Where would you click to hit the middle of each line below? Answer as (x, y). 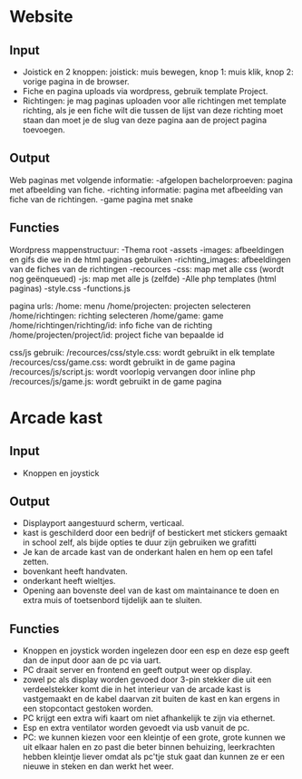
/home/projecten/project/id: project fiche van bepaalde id (117, 335)
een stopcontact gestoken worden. (88, 708)
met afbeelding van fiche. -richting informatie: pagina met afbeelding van (146, 190)
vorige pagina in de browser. (76, 82)
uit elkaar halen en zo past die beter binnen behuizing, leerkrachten (149, 747)
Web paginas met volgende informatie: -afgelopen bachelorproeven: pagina (151, 180)
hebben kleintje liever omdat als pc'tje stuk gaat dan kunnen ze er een (154, 757)
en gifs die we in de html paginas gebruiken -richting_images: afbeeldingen (151, 259)
